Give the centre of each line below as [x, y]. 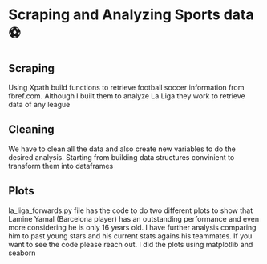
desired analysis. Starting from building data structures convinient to [121, 157]
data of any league [39, 104]
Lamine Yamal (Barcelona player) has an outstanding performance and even [134, 218]
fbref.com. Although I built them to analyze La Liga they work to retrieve [127, 96]
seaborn [22, 253]
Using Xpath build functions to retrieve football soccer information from [126, 87]
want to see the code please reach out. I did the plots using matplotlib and [131, 244]
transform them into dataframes [61, 166]
